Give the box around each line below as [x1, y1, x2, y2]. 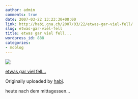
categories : [5, 40, 31, 45]
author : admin [5, 7, 36, 13]
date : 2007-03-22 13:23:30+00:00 [5, 17, 76, 22]
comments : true [5, 12, 38, 17]
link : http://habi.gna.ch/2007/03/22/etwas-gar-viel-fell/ [5, 21, 133, 27]
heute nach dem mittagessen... [5, 88, 70, 94]
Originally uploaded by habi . [5, 78, 65, 84]
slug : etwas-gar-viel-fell [5, 26, 63, 31]
